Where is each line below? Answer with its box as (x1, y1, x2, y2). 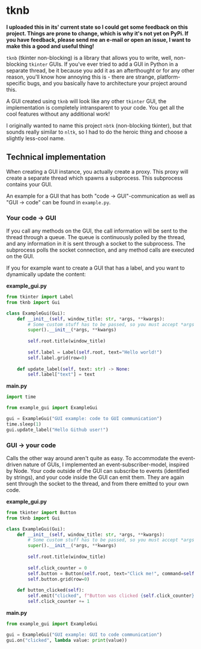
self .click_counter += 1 (28, 599, 90, 605)
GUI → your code (6, 441, 56, 449)
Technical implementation (6, 152, 106, 162)
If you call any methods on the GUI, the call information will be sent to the (6, 227, 188, 234)
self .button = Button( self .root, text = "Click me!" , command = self (28, 570, 195, 576)
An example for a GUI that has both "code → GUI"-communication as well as (6, 192, 195, 200)
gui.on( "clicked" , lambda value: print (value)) (6, 637, 128, 643)
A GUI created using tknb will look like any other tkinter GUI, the (6, 97, 167, 105)
